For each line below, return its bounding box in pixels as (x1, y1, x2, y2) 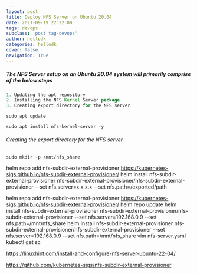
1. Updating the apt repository (6, 92, 86, 98)
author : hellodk (6, 36, 46, 42)
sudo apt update (6, 113, 46, 120)
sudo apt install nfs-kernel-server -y (6, 124, 104, 130)
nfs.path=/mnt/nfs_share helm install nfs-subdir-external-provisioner (6, 220, 173, 227)
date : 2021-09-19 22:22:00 (6, 19, 73, 25)
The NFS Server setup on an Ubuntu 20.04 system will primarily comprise (6, 71, 191, 78)
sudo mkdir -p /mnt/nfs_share (6, 154, 81, 160)
